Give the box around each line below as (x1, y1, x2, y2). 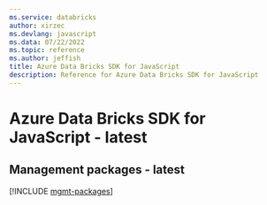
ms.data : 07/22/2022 (9, 37, 86, 47)
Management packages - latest (9, 163, 186, 178)
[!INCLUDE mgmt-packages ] (9, 186, 113, 196)
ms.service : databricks (9, 12, 97, 22)
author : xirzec (9, 21, 65, 30)
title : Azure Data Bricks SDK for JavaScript (9, 63, 179, 72)
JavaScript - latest (9, 127, 148, 147)
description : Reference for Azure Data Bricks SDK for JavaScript (9, 71, 259, 80)
